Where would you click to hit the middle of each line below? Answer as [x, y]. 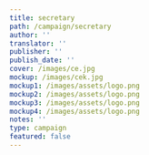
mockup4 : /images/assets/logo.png [75, 111]
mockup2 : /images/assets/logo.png [75, 94]
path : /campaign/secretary [60, 26]
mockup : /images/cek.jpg [56, 77]
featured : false [40, 137]
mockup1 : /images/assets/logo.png [75, 86]
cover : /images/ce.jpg [52, 69]
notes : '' [28, 119]
